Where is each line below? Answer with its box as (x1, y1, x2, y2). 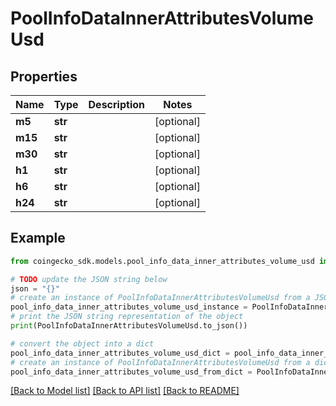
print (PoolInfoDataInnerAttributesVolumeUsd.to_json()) (10, 321, 248, 331)
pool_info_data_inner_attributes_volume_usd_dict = (10, 348, 230, 358)
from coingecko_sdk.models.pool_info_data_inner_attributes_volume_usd (10, 256, 315, 266)
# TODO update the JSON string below (10, 274, 168, 284)
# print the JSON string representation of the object (10, 312, 244, 322)
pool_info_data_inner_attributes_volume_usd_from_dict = (10, 367, 253, 377)
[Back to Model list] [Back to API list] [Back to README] (10, 385, 240, 397)
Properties (10, 68, 78, 85)
